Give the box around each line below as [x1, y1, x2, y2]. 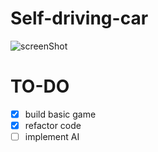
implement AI [24, 131, 80, 142]
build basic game [24, 108, 97, 120]
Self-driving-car [10, 7, 149, 30]
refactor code [24, 119, 82, 131]
